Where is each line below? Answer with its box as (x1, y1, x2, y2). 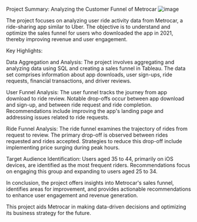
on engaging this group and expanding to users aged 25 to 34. (6, 168, 158, 175)
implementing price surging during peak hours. (6, 144, 120, 151)
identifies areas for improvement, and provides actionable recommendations (6, 185, 191, 193)
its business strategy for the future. (6, 210, 91, 216)
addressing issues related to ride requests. (6, 114, 110, 121)
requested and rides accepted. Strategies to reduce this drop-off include (6, 138, 182, 144)
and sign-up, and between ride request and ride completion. (6, 101, 152, 108)
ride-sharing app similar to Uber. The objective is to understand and (6, 24, 171, 30)
